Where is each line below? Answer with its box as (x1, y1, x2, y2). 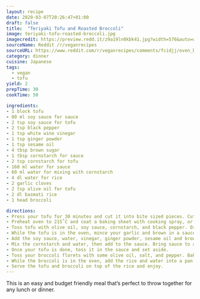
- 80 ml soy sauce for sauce (6, 114, 79, 120)
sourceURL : (6, 48, 33, 54)
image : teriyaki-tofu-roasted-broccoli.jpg (6, 31, 116, 37)
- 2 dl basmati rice (6, 192, 58, 198)
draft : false (6, 20, 39, 26)
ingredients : (6, 103, 39, 109)
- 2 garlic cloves (6, 180, 52, 187)
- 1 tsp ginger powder (6, 136, 62, 142)
